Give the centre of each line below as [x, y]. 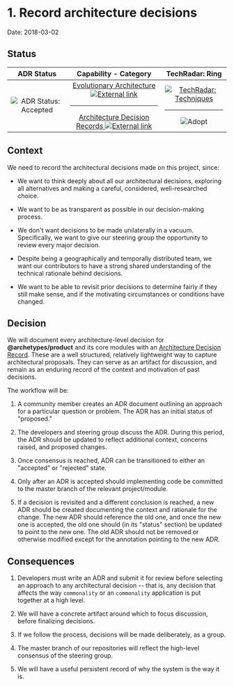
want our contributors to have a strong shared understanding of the [114, 265]
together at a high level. [51, 600]
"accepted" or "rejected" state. [62, 468]
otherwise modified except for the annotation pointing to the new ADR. [118, 539]
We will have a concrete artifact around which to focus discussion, [112, 614]
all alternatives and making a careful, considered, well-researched [112, 188]
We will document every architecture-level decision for [86, 340]
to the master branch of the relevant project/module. [93, 489]
